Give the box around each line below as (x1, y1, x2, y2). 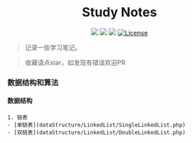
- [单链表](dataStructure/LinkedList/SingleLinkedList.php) (7, 122, 186, 129)
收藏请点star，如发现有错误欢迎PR (24, 58, 126, 67)
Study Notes (81, 4, 158, 21)
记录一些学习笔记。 (24, 43, 82, 52)
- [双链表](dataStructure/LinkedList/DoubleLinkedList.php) (7, 129, 186, 137)
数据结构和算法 (7, 77, 59, 87)
